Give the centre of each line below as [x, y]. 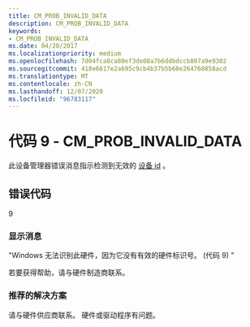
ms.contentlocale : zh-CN [50, 84]
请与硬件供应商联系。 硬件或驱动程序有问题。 [84, 315]
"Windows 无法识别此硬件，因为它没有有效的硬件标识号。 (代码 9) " [121, 256]
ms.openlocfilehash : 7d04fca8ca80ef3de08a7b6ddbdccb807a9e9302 [118, 62]
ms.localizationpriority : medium [65, 54]
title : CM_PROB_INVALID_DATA [58, 16]
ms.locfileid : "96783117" [52, 99]
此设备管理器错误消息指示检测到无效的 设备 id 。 [89, 166]
